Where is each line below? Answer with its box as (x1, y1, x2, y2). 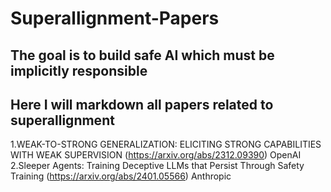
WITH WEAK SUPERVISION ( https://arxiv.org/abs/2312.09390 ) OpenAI (10, 149, 302, 161)
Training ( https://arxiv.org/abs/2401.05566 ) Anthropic (10, 170, 232, 182)
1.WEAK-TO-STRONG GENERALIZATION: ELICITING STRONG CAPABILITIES (10, 138, 322, 151)
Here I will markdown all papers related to (10, 96, 274, 113)
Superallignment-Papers (10, 7, 220, 30)
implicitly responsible (10, 62, 148, 79)
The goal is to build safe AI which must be (10, 47, 275, 64)
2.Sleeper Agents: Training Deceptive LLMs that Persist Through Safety (10, 160, 305, 172)
